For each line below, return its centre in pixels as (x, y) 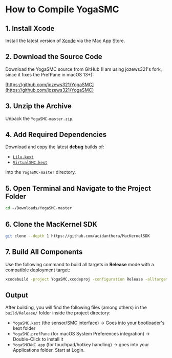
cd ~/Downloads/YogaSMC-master (39, 208)
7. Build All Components (44, 252)
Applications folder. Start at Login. (49, 350)
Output (17, 295)
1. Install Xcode (30, 28)
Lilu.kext (23, 157)
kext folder (24, 328)
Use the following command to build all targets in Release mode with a (80, 264)
